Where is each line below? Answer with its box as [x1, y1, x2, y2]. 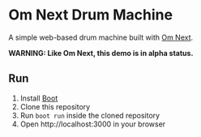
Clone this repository [19, 101, 91, 111]
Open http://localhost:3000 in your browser [19, 119, 166, 129]
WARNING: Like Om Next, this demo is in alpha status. [8, 48, 194, 58]
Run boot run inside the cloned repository [19, 110, 160, 120]
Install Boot [19, 93, 58, 103]
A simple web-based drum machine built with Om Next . [8, 32, 194, 42]
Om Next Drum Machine [8, 6, 173, 24]
